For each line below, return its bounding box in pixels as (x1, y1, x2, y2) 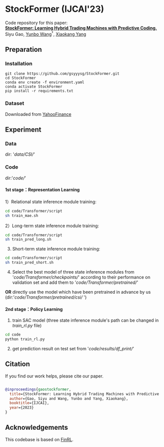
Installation (5, 60, 33, 67)
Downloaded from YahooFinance (5, 111, 72, 117)
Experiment (5, 125, 42, 134)
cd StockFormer (5, 75, 36, 81)
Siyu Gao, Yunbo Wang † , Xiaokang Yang (5, 30, 86, 37)
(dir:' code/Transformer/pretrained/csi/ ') (5, 294, 87, 300)
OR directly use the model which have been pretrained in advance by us (5, 289, 151, 295)
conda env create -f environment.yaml (5, 80, 84, 85)
